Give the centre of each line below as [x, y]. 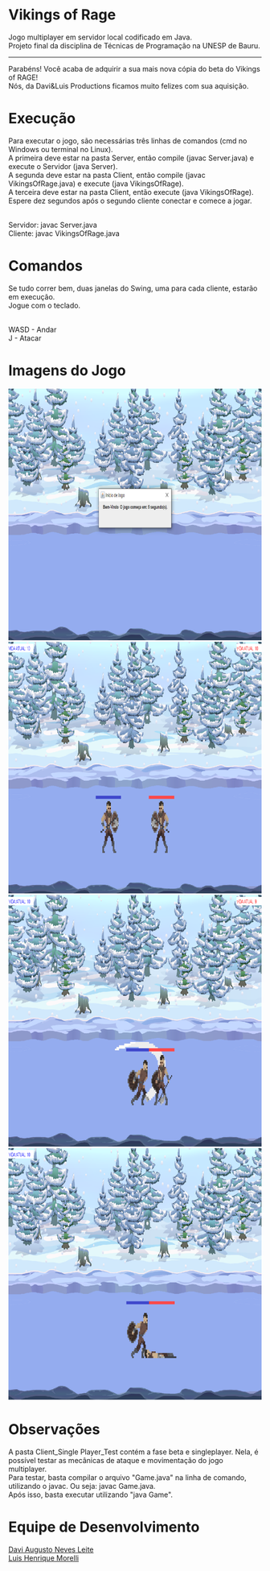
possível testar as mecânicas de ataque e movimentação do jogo [116, 1460]
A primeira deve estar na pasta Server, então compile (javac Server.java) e [131, 158]
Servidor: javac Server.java [53, 225]
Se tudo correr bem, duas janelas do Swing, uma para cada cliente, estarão [133, 288]
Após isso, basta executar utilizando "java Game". [91, 1495]
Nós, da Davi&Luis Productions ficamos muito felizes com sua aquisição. [129, 85]
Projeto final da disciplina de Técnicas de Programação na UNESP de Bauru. [135, 45]
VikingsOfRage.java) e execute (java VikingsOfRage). [96, 184]
